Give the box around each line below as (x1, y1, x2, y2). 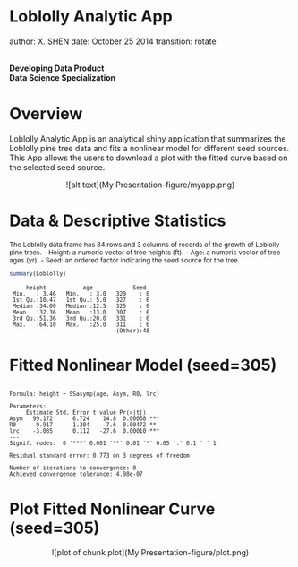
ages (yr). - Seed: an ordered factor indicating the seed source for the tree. (9, 255, 240, 265)
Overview (9, 104, 83, 125)
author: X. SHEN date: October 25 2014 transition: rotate (9, 36, 217, 47)
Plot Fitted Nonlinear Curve (9, 499, 216, 519)
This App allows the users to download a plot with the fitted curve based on (9, 152, 288, 163)
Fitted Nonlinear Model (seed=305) (9, 355, 277, 375)
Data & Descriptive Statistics (9, 210, 226, 231)
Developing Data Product (9, 63, 105, 73)
